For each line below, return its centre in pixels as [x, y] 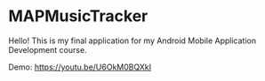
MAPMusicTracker [78, 16]
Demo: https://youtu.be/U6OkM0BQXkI [80, 67]
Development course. [48, 49]
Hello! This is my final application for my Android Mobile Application [132, 40]
